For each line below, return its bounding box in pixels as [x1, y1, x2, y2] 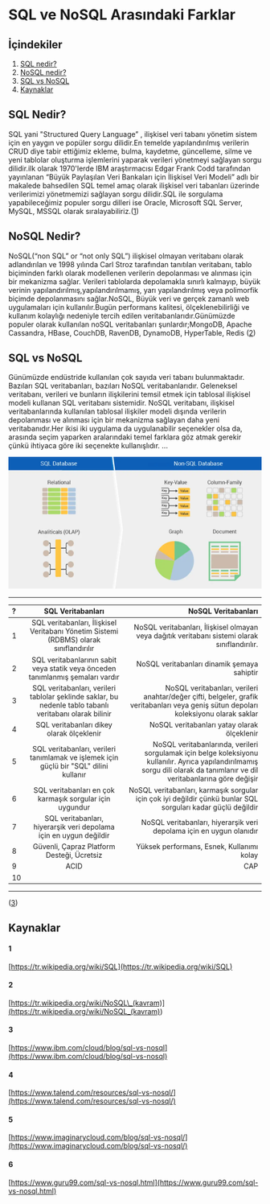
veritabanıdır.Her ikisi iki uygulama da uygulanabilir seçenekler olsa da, [8, 424, 243, 434]
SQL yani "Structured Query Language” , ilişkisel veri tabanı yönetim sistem [8, 129, 258, 138]
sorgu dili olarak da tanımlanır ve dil [141, 765, 259, 775]
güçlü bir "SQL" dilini [39, 761, 108, 770]
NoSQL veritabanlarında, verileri [152, 740, 259, 749]
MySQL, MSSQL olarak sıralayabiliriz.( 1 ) [8, 206, 139, 216]
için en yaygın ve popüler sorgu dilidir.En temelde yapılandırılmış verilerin [8, 138, 249, 147]
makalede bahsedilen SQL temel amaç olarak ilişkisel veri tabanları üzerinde [8, 180, 260, 190]
